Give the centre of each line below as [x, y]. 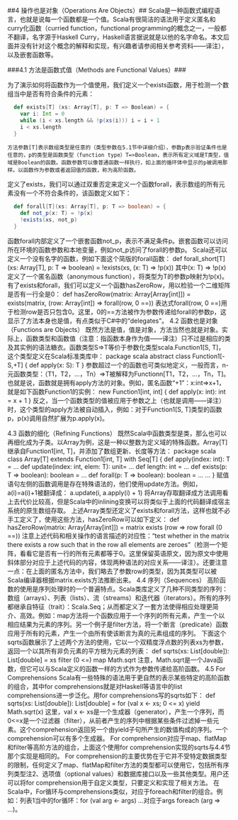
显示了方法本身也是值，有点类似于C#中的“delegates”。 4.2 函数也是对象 [113, 321]
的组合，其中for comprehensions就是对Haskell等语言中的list [95, 686]
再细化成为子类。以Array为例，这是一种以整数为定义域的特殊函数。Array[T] [118, 442]
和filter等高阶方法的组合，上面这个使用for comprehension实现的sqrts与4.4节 [119, 747]
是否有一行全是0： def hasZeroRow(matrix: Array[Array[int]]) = [99, 294]
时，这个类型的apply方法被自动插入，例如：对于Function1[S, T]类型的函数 [115, 409]
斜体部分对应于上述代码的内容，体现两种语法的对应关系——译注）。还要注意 [118, 562]
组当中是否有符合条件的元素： [51, 94]
